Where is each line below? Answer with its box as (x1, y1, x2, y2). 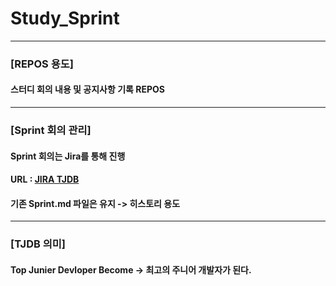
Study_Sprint (10, 7, 120, 30)
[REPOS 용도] (10, 57, 74, 71)
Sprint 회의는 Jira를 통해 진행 (10, 150, 126, 162)
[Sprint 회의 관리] (10, 123, 92, 137)
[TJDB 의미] (10, 237, 66, 251)
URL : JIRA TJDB (10, 173, 80, 186)
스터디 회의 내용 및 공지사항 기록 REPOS (10, 83, 165, 96)
